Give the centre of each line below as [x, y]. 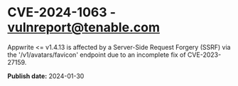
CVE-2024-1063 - [61, 12]
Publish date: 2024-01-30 [46, 76]
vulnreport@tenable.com [83, 27]
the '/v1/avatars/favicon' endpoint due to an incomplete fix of [97, 55]
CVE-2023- [204, 55]
